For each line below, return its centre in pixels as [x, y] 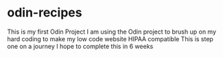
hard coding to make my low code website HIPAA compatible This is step [110, 38]
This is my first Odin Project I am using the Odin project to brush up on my [112, 32]
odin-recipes [45, 13]
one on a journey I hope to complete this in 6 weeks [80, 46]
